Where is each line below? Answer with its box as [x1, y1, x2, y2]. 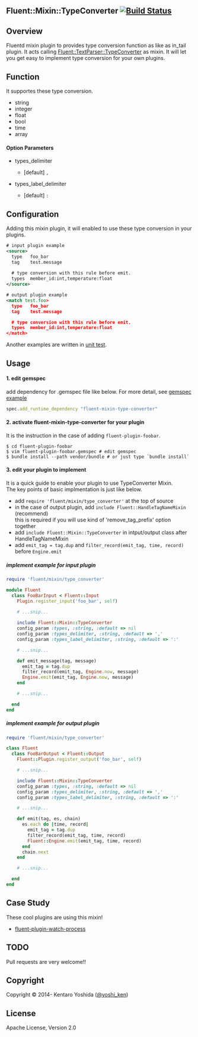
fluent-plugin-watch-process [14, 925, 86, 932]
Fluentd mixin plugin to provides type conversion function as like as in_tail [6, 42, 187, 49]
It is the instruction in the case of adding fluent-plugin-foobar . [6, 432, 161, 439]
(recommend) [14, 510, 49, 517]
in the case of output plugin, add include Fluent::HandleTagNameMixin [14, 504, 186, 511]
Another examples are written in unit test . [6, 341, 107, 348]
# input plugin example [6, 243, 65, 249]
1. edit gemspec [6, 375, 46, 382]
